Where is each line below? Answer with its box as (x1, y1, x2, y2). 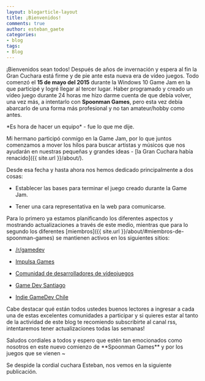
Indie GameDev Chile (15, 293, 69, 300)
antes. (6, 111, 23, 118)
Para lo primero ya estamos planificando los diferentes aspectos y (6, 215, 173, 222)
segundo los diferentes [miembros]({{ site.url (6, 227, 121, 235)
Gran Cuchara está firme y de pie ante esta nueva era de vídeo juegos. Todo (6, 72, 199, 80)
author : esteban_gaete (6, 26, 64, 32)
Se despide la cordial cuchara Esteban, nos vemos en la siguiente (6, 361, 172, 369)
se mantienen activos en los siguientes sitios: (56, 234, 170, 242)
